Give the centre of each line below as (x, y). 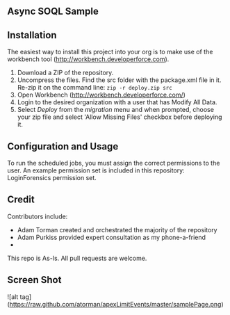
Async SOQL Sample (53, 11)
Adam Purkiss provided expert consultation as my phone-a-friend (112, 237)
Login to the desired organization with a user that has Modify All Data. (117, 102)
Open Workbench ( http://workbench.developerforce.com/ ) (101, 95)
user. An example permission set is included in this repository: (96, 170)
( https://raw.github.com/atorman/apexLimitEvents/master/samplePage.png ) (115, 304)
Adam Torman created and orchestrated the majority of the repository (117, 229)
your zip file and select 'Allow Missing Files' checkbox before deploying (120, 117)
